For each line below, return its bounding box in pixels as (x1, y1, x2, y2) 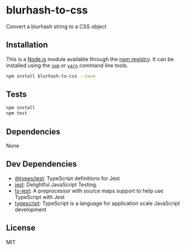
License (6, 223, 36, 233)
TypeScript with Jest (14, 193, 65, 200)
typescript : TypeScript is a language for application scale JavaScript (14, 200, 180, 207)
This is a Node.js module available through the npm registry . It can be (6, 55, 174, 62)
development (14, 206, 47, 213)
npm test (6, 110, 28, 116)
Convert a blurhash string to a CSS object (6, 23, 107, 30)
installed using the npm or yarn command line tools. (6, 62, 128, 69)
